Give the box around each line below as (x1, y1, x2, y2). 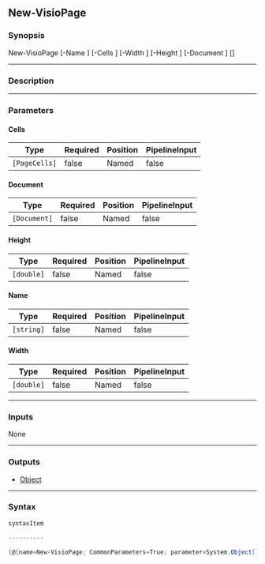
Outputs (8, 457, 41, 468)
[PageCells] (12, 159, 58, 168)
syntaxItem (8, 519, 44, 528)
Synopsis (8, 30, 45, 41)
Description (8, 75, 54, 86)
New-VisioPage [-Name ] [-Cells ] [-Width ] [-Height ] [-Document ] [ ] (8, 47, 235, 58)
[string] (12, 325, 45, 334)
